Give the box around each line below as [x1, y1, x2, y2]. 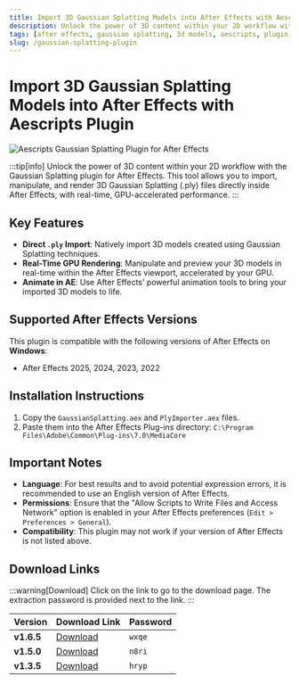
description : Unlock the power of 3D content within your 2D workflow [9, 21, 277, 30]
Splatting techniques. [21, 249, 101, 259]
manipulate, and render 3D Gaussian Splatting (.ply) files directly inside [9, 180, 270, 191]
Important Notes [9, 456, 102, 471]
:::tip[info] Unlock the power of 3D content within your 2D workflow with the [9, 161, 287, 172]
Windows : [9, 345, 48, 356]
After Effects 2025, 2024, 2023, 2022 [21, 362, 160, 373]
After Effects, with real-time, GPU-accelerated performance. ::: [9, 189, 239, 201]
